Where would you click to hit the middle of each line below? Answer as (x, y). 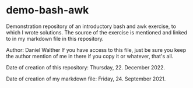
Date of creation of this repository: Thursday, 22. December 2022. (85, 67)
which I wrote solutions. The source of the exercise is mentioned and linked (97, 32)
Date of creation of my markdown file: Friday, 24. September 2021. (86, 79)
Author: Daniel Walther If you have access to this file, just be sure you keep (96, 50)
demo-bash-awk (48, 10)
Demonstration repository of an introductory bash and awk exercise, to (91, 26)
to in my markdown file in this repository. (55, 38)
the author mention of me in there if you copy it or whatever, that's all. (90, 56)
